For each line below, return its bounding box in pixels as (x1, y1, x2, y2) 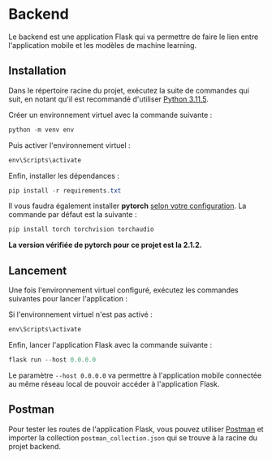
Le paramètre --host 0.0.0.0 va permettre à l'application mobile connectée (8, 370, 262, 380)
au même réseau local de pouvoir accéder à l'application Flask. (8, 379, 220, 388)
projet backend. (8, 441, 62, 451)
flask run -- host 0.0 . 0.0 (8, 355, 96, 364)
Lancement (8, 263, 67, 277)
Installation (8, 64, 67, 78)
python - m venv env (8, 125, 75, 134)
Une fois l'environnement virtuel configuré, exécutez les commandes (8, 285, 240, 295)
